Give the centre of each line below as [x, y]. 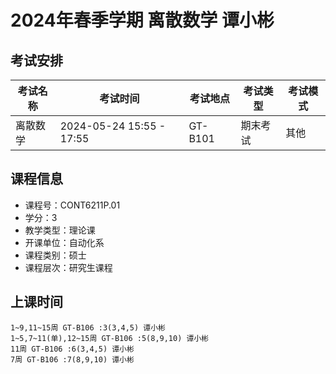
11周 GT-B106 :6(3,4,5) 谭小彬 [72, 349]
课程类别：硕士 [55, 255]
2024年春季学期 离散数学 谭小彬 [142, 20]
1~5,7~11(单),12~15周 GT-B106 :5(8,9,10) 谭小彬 [110, 338]
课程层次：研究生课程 [68, 267]
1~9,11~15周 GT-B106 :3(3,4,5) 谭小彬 [88, 327]
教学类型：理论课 [60, 230]
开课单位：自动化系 [64, 242]
